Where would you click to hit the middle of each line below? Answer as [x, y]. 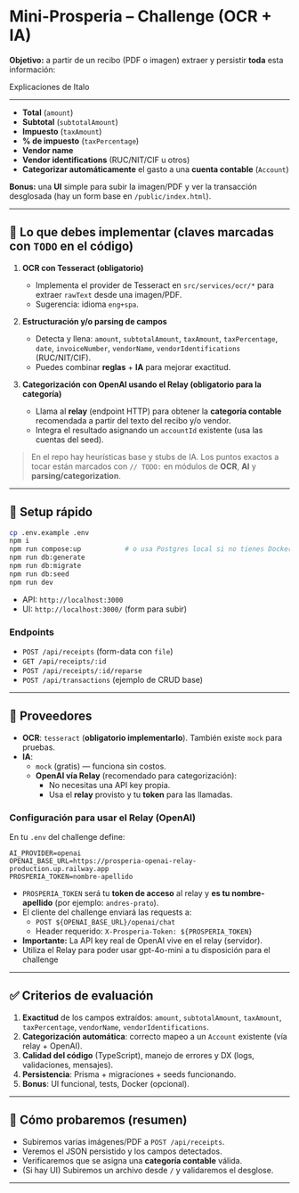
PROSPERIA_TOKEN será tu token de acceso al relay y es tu [126, 893]
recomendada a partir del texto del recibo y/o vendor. [133, 420]
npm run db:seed [39, 574]
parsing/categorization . [76, 475]
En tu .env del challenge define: [67, 837]
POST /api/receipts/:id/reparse [82, 671]
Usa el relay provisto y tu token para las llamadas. [141, 794]
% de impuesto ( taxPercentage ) [81, 141]
